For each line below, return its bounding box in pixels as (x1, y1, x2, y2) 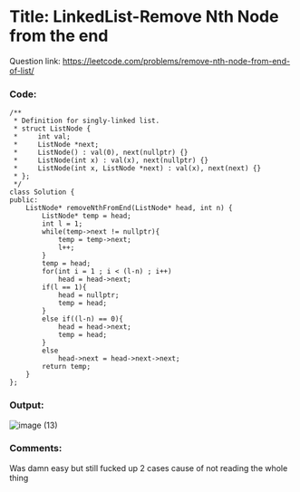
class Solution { (9, 188, 75, 197)
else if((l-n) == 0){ (42, 314, 124, 323)
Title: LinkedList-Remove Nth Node (9, 6, 279, 27)
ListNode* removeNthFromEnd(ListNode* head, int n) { (25, 204, 233, 213)
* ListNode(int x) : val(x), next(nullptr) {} (13, 156, 208, 165)
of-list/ (9, 65, 34, 76)
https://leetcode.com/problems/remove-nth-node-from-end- (62, 55, 291, 66)
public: (9, 196, 39, 205)
